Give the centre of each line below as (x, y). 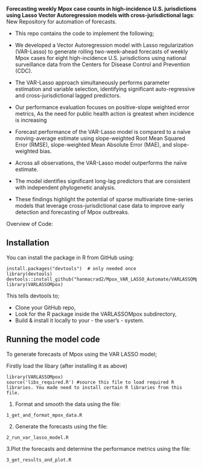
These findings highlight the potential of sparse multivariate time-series (104, 199)
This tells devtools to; (33, 296)
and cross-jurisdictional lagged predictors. (68, 95)
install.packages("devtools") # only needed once (71, 268)
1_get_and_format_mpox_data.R (44, 415)
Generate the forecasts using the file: (61, 426)
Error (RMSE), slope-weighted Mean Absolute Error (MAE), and (93, 145)
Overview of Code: (30, 224)
